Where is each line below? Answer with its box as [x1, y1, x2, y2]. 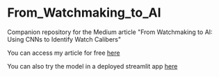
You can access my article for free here [7, 49, 120, 57]
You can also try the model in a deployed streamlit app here [7, 62, 178, 70]
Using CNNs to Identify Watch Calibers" [7, 35, 122, 43]
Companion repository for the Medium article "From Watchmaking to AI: [7, 28, 213, 36]
